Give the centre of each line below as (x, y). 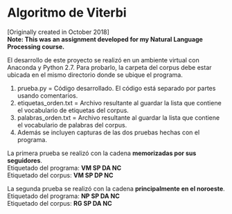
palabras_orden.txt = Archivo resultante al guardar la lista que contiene (118, 117)
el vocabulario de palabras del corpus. (72, 125)
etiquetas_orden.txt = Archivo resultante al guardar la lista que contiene (119, 102)
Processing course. (36, 46)
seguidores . (25, 160)
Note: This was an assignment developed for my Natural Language (105, 39)
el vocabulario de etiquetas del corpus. (73, 110)
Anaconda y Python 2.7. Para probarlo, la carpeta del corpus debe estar (110, 67)
